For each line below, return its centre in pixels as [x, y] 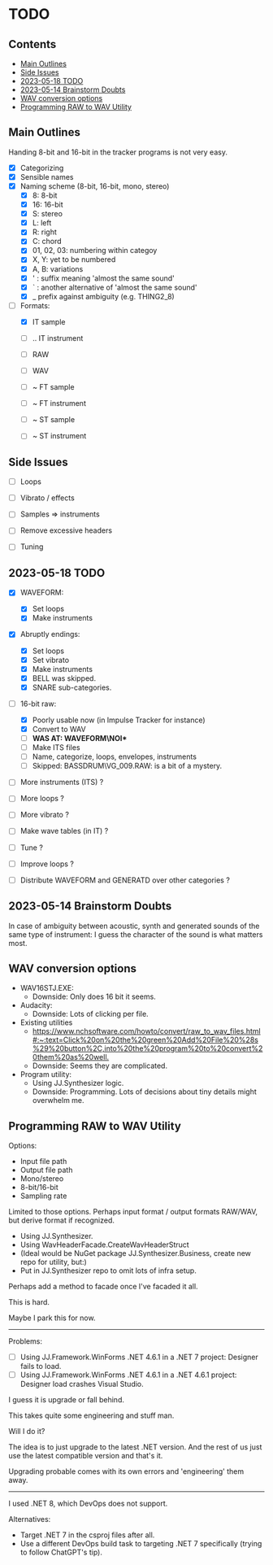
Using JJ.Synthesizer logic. [78, 1083]
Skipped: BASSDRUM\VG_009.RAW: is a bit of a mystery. [127, 766]
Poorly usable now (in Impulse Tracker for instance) [119, 720]
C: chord [47, 242]
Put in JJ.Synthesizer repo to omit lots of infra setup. [108, 1271]
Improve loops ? [47, 864]
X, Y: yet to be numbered [74, 259]
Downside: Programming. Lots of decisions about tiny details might [145, 1092]
